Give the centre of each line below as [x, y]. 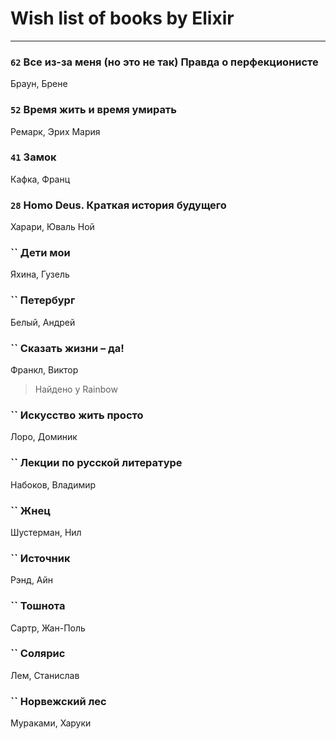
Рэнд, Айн [32, 580]
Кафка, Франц [40, 179]
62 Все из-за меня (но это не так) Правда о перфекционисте [164, 62]
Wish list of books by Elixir [122, 18]
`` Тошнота [38, 606]
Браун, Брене [39, 84]
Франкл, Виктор [44, 370]
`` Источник [40, 558]
